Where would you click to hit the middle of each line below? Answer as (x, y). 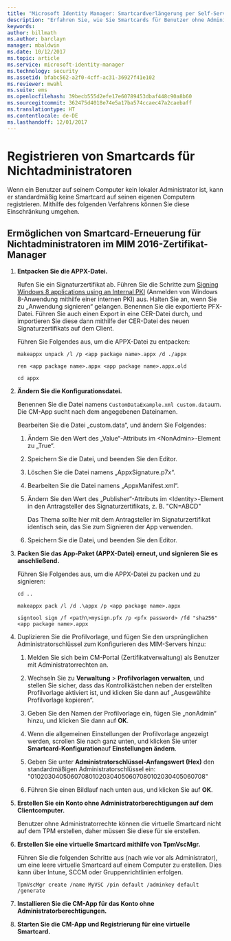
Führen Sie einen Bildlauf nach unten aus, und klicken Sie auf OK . (120, 790)
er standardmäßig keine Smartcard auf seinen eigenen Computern (101, 197)
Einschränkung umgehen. (43, 212)
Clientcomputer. (41, 810)
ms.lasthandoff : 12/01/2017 (47, 122)
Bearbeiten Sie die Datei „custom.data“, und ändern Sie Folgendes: (111, 425)
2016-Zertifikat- (173, 244)
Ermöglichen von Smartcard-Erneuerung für (104, 233)
